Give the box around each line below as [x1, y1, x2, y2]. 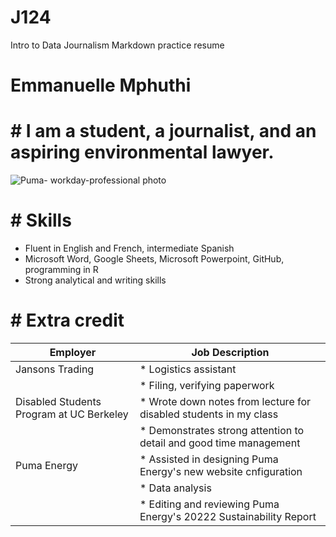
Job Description [191, 345, 270, 359]
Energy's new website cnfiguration [139, 464, 303, 478]
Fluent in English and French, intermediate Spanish [24, 242, 235, 254]
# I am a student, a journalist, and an [10, 120, 317, 143]
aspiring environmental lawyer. [10, 141, 275, 164]
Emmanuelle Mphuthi [10, 74, 192, 97]
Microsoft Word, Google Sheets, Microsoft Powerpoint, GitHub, [24, 253, 285, 265]
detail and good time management [139, 436, 301, 450]
